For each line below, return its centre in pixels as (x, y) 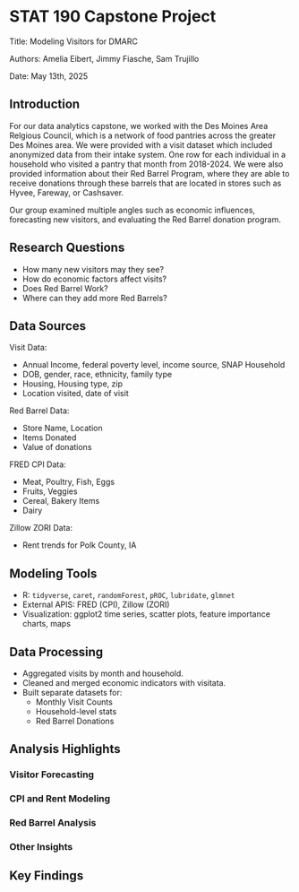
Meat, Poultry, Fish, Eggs (68, 482)
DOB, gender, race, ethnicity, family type (97, 375)
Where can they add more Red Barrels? (94, 298)
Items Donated (49, 437)
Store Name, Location (62, 429)
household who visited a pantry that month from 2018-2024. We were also (146, 164)
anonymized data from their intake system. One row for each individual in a (148, 154)
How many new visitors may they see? (93, 269)
